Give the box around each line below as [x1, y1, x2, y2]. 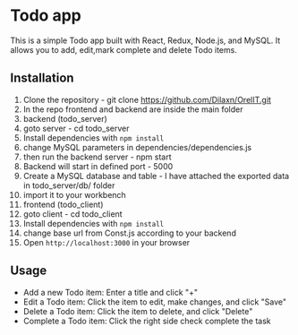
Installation [10, 71, 74, 86]
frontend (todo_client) [22, 199, 104, 210]
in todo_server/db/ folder [22, 180, 115, 191]
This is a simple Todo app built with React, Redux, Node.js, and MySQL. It [10, 35, 281, 46]
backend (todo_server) [22, 113, 108, 124]
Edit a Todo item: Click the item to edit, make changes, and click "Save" [22, 296, 287, 307]
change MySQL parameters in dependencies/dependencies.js [22, 142, 252, 152]
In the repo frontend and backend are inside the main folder [22, 104, 243, 115]
